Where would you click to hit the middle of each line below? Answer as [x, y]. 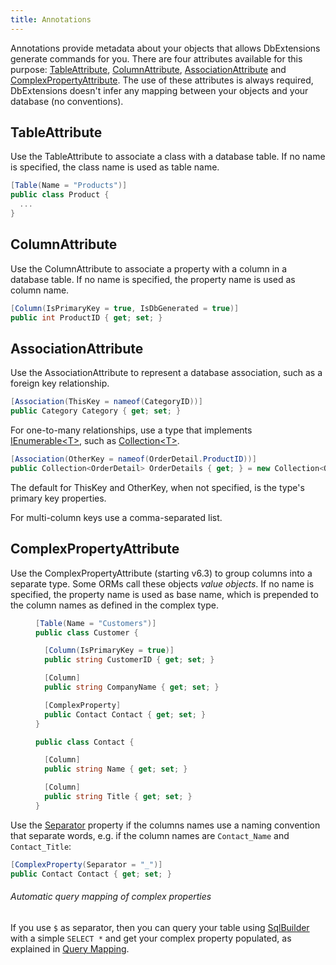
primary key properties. [58, 498]
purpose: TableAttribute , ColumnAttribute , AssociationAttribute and [148, 69]
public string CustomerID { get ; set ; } [129, 660]
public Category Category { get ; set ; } [96, 411]
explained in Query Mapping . [70, 948]
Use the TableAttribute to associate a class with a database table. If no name [168, 157]
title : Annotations [51, 19]
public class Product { [60, 195]
